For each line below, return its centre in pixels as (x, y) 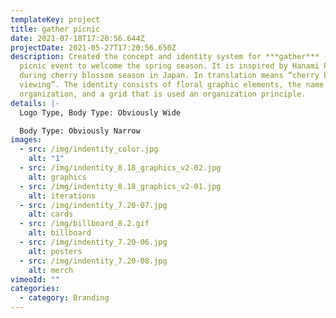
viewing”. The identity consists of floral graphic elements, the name (172, 85)
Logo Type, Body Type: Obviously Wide (100, 112)
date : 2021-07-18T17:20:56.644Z (77, 38)
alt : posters (55, 251)
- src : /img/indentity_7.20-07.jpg (93, 205)
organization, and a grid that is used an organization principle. (163, 94)
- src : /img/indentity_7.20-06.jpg (93, 242)
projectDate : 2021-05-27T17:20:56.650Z (93, 47)
